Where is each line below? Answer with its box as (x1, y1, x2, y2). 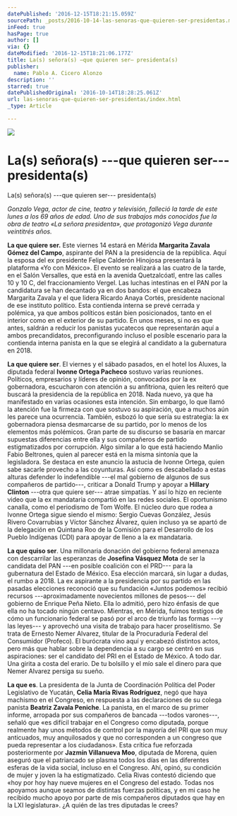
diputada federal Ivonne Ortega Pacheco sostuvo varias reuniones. (7, 367, 204, 376)
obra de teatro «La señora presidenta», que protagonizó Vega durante (7, 219, 213, 228)
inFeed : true (7, 23, 46, 30)
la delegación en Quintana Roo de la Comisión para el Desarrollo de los (7, 525, 214, 534)
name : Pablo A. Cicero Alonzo (13, 69, 102, 76)
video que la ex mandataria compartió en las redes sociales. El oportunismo (7, 495, 228, 503)
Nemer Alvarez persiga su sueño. (7, 667, 104, 675)
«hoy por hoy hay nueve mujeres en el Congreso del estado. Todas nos (7, 778, 214, 786)
